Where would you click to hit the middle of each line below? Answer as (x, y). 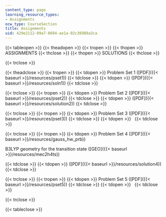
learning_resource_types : (32, 15)
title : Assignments (26, 29)
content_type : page (26, 10)
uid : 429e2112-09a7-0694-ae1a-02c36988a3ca (51, 33)
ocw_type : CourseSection (31, 24)
